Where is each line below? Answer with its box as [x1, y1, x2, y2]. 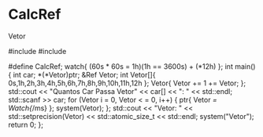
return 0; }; [8, 120, 43, 129]
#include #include [8, 46, 67, 56]
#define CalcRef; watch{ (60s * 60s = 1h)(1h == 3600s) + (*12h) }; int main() [8, 61, 256, 71]
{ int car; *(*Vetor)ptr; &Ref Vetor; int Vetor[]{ [8, 70, 156, 79]
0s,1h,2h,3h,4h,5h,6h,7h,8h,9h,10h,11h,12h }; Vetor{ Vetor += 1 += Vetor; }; [8, 78, 246, 88]
